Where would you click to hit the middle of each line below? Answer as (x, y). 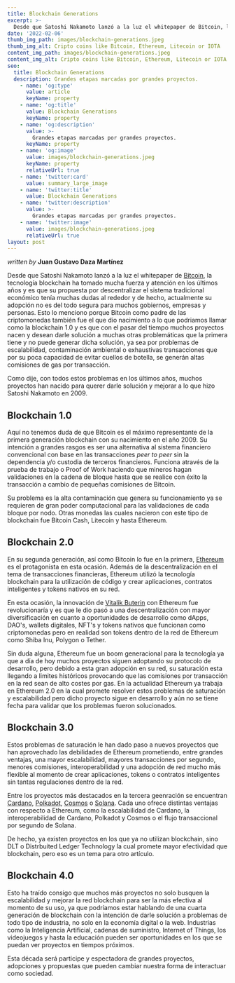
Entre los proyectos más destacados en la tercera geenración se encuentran (117, 795)
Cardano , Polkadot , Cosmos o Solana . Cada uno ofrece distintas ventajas (113, 803)
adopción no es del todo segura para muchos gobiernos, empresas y (107, 305)
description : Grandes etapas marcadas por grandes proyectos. (106, 79)
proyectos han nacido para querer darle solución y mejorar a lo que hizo (111, 386)
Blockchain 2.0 (41, 542)
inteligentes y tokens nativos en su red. (64, 589)
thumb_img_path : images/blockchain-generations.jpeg (86, 40)
